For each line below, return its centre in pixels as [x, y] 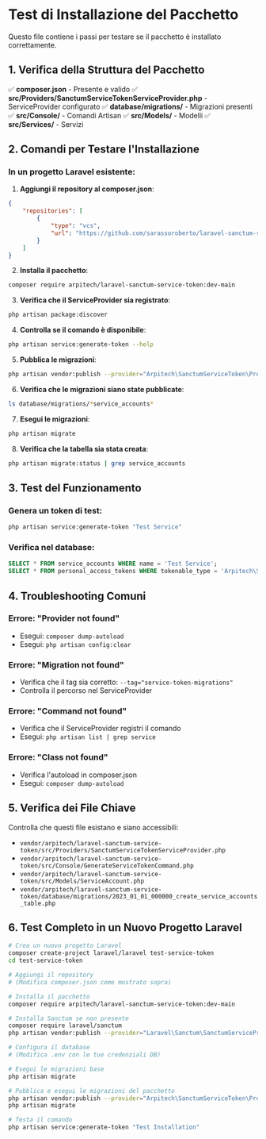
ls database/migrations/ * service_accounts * [81, 404]
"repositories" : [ [53, 211]
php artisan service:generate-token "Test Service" [95, 527]
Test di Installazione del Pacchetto [123, 15]
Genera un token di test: [55, 510]
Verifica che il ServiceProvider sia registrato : [95, 300]
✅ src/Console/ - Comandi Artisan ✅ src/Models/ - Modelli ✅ [110, 115]
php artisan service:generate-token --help [81, 344]
